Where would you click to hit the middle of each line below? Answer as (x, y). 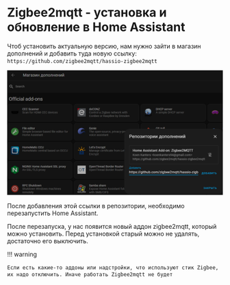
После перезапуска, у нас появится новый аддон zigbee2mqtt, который (112, 227)
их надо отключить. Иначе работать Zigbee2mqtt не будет (90, 275)
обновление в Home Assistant (96, 27)
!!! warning (22, 254)
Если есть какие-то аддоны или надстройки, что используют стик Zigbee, (113, 268)
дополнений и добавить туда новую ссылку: (72, 53)
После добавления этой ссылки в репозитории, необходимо (96, 206)
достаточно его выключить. (48, 241)
